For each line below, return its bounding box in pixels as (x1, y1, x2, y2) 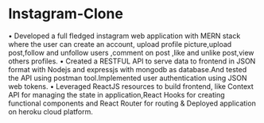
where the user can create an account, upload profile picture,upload (8, 39, 232, 48)
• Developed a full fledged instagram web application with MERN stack (8, 31, 241, 40)
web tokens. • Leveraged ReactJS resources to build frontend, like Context (8, 81, 254, 91)
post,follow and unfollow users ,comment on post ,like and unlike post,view (8, 48, 254, 57)
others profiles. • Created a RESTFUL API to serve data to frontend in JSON (8, 56, 256, 66)
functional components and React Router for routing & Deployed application (8, 98, 256, 108)
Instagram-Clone (8, 5, 123, 23)
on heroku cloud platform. (8, 106, 93, 116)
